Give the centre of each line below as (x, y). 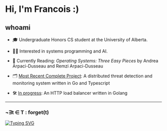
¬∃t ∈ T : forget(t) (27, 112)
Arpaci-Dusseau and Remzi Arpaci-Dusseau (58, 66)
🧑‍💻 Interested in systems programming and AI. (60, 51)
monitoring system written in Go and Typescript (61, 83)
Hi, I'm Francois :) (42, 9)
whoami (18, 28)
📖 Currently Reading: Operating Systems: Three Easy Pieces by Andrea (85, 61)
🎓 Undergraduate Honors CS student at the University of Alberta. (80, 40)
